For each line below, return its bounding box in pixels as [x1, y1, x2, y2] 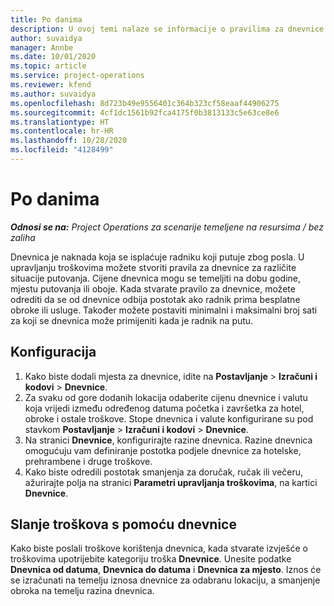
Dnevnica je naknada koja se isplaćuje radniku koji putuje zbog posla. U [10, 251, 305, 263]
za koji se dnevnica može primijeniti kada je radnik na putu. [10, 314, 254, 326]
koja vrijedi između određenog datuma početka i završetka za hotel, [24, 402, 305, 414]
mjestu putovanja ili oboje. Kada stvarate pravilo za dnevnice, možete [10, 282, 296, 295]
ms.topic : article [10, 61, 87, 71]
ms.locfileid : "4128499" [10, 145, 114, 155]
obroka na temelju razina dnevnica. [10, 585, 155, 597]
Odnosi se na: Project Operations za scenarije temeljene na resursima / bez [10, 221, 324, 233]
